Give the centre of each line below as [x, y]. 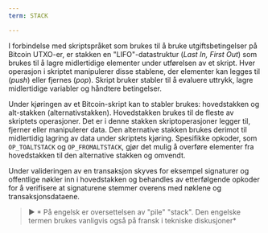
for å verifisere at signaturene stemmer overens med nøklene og [115, 188]
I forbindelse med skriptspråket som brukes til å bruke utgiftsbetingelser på [133, 46]
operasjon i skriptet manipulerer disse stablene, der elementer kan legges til [134, 71]
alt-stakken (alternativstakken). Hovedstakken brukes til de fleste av [121, 112]
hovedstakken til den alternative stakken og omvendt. [97, 155]
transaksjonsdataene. [44, 196]
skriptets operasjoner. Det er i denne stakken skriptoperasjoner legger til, [130, 121]
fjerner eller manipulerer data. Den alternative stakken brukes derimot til [128, 129]
